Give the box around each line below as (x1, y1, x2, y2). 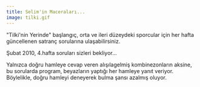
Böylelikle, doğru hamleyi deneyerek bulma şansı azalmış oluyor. (6, 74, 167, 81)
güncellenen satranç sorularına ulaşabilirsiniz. (6, 37, 121, 45)
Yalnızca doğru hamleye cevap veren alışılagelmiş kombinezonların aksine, (6, 61, 192, 68)
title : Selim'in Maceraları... (6, 8, 85, 15)
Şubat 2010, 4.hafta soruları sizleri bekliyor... (6, 49, 117, 56)
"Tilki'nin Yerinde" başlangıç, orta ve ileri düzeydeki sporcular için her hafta (6, 31, 194, 38)
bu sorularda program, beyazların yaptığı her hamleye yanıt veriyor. (6, 67, 174, 74)
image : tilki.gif (6, 14, 50, 21)
